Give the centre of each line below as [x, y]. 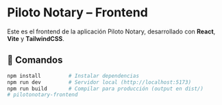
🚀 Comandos [35, 60]
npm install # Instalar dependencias [73, 76]
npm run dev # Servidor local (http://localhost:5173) [99, 82]
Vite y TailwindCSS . [36, 38]
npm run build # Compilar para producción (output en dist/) [106, 89]
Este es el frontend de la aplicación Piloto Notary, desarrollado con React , [111, 31]
